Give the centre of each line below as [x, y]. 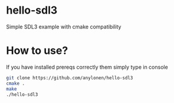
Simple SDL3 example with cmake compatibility [64, 27]
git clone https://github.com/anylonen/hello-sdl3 [70, 78]
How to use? [37, 51]
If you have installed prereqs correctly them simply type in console [87, 67]
